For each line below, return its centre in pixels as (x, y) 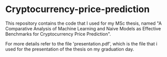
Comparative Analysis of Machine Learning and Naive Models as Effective (83, 28)
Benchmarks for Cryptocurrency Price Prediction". (58, 34)
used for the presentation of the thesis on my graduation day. (70, 49)
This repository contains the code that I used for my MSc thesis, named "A (83, 23)
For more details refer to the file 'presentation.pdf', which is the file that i (81, 43)
